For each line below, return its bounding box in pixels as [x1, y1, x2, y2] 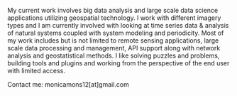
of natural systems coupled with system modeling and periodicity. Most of [7, 28, 224, 37]
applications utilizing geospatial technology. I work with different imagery [7, 14, 221, 22]
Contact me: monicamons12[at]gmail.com [7, 80, 130, 88]
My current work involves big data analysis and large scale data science [7, 6, 219, 14]
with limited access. [7, 67, 66, 75]
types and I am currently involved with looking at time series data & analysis [7, 21, 229, 29]
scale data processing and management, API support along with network [7, 44, 221, 52]
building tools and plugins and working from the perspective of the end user [7, 59, 230, 67]
